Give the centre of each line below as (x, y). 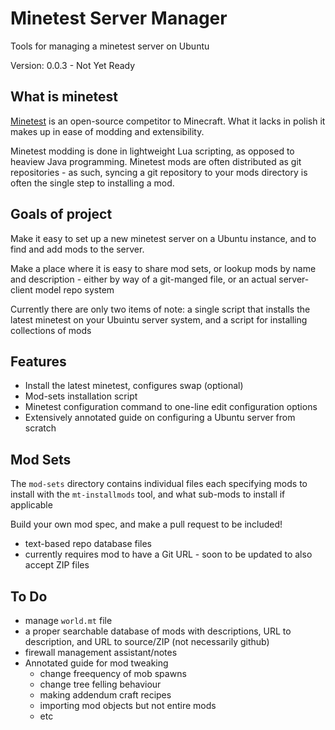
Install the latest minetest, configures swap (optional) (134, 386)
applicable (31, 505)
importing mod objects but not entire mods (128, 705)
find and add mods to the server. (77, 249)
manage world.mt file (68, 620)
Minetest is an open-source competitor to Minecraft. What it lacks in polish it (168, 121)
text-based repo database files (88, 544)
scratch (40, 428)
